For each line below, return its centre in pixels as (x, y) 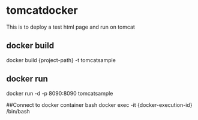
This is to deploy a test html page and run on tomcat (70, 27)
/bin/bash (18, 111)
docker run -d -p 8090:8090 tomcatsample (60, 93)
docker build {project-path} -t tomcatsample (61, 60)
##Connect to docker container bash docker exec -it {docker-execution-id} (99, 104)
